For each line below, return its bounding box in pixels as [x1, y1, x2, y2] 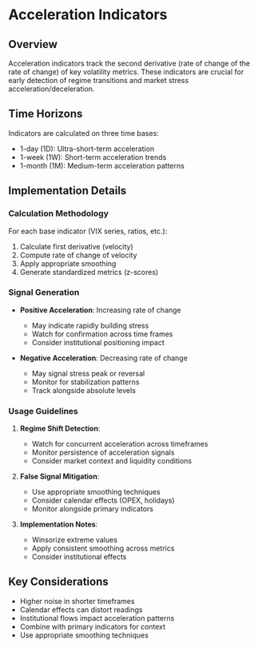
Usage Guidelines [8, 405, 78, 416]
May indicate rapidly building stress [31, 320, 149, 330]
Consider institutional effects [31, 552, 127, 562]
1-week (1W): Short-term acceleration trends [19, 152, 167, 161]
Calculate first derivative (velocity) [19, 241, 133, 251]
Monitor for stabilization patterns [31, 377, 140, 387]
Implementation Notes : [19, 519, 98, 529]
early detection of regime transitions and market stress [8, 76, 189, 85]
